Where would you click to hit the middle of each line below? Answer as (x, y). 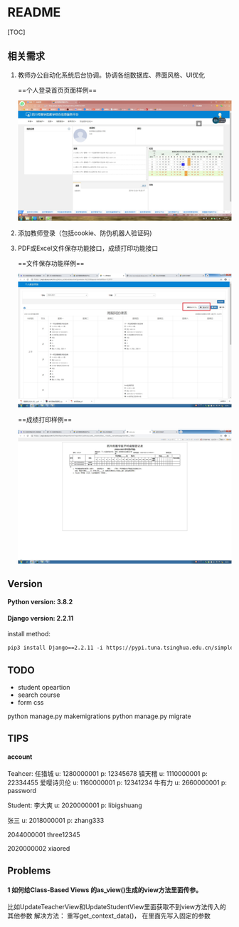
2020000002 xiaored (39, 848)
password (22, 790)
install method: (29, 634)
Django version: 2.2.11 (41, 618)
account (20, 757)
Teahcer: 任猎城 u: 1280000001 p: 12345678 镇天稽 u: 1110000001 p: (107, 773)
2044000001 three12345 (44, 834)
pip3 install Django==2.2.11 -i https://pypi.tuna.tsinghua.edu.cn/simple (121, 648)
